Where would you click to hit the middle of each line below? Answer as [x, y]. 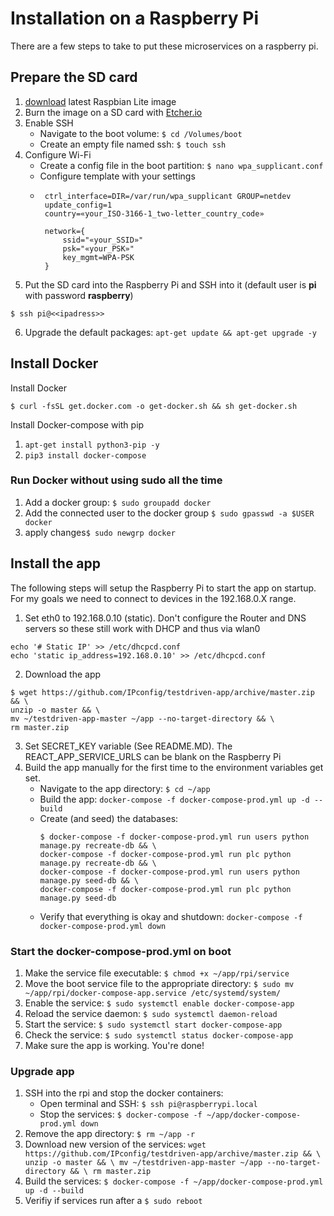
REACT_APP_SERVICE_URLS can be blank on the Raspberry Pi [153, 756]
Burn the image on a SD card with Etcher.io [113, 112]
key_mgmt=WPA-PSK [98, 257]
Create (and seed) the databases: [109, 818]
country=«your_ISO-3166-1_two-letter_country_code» [154, 213]
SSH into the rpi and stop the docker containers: [124, 1093]
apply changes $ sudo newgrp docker [100, 532]
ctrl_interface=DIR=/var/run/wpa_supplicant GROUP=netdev [168, 196]
